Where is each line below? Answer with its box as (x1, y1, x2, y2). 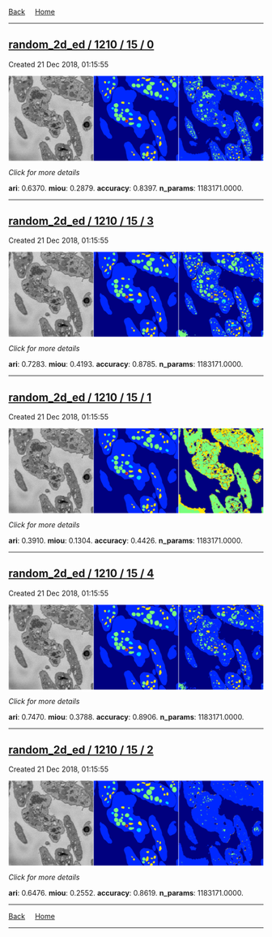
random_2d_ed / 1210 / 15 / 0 (8, 38, 155, 52)
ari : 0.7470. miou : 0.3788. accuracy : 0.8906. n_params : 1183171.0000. (8, 711, 244, 721)
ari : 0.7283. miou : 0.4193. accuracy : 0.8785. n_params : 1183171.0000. (8, 359, 244, 369)
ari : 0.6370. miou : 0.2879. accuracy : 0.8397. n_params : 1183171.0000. (8, 183, 244, 193)
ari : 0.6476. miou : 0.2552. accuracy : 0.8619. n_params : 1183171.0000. (8, 888, 244, 898)
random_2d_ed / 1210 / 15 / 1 (8, 390, 152, 404)
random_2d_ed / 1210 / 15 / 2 (8, 742, 154, 757)
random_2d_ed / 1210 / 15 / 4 (8, 567, 155, 581)
